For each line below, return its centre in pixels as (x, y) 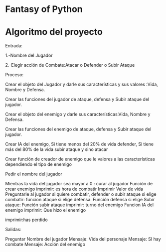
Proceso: (14, 75)
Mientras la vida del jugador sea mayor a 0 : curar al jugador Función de (79, 184)
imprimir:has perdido (27, 220)
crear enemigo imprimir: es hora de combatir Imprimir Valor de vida (74, 189)
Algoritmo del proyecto (54, 32)
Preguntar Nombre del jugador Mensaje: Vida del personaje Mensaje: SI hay (83, 239)
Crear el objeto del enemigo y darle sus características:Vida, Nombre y (78, 114)
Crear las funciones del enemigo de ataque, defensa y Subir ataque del (78, 129)
